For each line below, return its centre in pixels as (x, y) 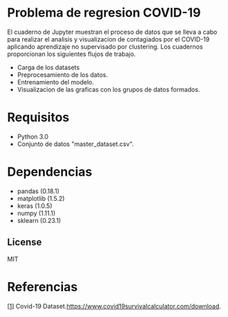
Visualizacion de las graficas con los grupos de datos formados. (108, 89)
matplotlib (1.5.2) (41, 198)
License (25, 243)
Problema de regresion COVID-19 (104, 13)
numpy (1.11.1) (36, 213)
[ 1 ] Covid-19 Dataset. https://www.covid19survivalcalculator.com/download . (114, 306)
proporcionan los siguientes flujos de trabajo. (72, 54)
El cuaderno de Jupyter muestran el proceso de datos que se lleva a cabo (112, 32)
